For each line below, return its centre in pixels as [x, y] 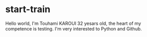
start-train [28, 9]
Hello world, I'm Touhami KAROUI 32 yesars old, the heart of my [73, 23]
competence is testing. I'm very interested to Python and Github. [74, 28]
